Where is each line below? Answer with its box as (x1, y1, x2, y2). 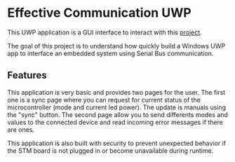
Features (7, 69, 47, 81)
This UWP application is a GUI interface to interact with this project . (7, 28, 202, 36)
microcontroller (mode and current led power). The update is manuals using (7, 103, 227, 112)
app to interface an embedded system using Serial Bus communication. (7, 49, 214, 58)
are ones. (7, 125, 35, 134)
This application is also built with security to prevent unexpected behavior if (7, 139, 227, 147)
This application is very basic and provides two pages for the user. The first (7, 88, 226, 96)
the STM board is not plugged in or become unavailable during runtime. (7, 146, 214, 155)
